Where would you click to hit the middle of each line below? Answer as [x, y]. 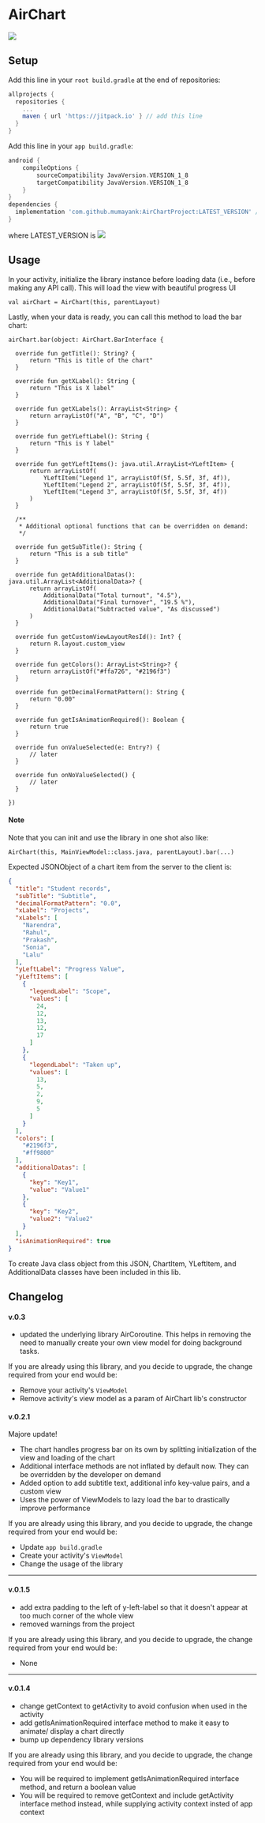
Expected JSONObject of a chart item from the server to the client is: [120, 866]
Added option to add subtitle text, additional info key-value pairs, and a [135, 1483]
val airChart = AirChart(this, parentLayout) [84, 302]
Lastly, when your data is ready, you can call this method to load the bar [125, 317]
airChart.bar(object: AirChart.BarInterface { [86, 340]
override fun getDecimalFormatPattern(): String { [100, 692]
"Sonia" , [37, 947]
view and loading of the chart [67, 1458]
